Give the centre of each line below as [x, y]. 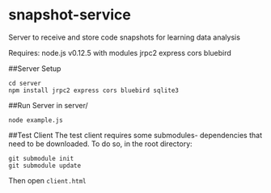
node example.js [36, 120]
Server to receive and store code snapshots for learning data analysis [125, 37]
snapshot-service [70, 15]
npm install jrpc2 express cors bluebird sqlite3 [94, 90]
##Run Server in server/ [49, 105]
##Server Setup [35, 68]
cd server [25, 83]
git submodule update [45, 166]
